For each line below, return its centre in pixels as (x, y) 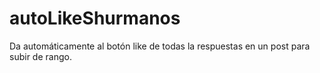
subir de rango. (40, 56)
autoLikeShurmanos (95, 18)
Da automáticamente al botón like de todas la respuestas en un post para (160, 46)
